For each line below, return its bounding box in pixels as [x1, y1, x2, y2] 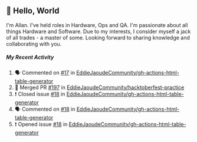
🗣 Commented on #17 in [14, 69, 75, 76]
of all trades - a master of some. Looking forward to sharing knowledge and [6, 34, 191, 41]
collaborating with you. [6, 40, 62, 47]
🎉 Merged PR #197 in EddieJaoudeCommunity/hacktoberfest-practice [14, 84, 185, 91]
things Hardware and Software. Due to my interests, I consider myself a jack [6, 28, 191, 35]
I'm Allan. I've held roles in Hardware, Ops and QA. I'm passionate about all [6, 21, 188, 28]
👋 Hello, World [6, 6, 60, 16]
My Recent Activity [6, 54, 54, 61]
